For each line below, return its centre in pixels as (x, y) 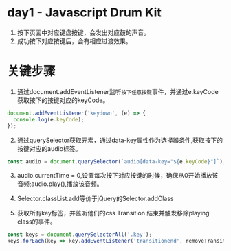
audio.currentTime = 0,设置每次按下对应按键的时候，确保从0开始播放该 (118, 176)
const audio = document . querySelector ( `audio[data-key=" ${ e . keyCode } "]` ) (115, 162)
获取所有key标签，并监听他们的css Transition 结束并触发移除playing (113, 213)
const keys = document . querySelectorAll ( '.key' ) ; (80, 235)
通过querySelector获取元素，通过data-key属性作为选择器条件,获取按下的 (120, 140)
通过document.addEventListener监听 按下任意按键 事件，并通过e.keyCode (118, 91)
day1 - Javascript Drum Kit (84, 13)
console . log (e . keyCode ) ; (49, 119)
